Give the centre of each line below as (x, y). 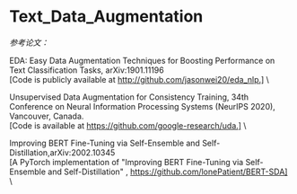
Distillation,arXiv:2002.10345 (62, 152)
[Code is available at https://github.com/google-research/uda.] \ (128, 125)
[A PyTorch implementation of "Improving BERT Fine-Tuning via (127, 162)
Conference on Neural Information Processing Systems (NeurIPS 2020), (142, 106)
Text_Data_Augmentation (106, 17)
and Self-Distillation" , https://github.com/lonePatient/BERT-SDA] (168, 172)
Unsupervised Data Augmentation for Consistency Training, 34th (129, 97)
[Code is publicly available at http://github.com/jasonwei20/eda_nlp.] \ (139, 79)
